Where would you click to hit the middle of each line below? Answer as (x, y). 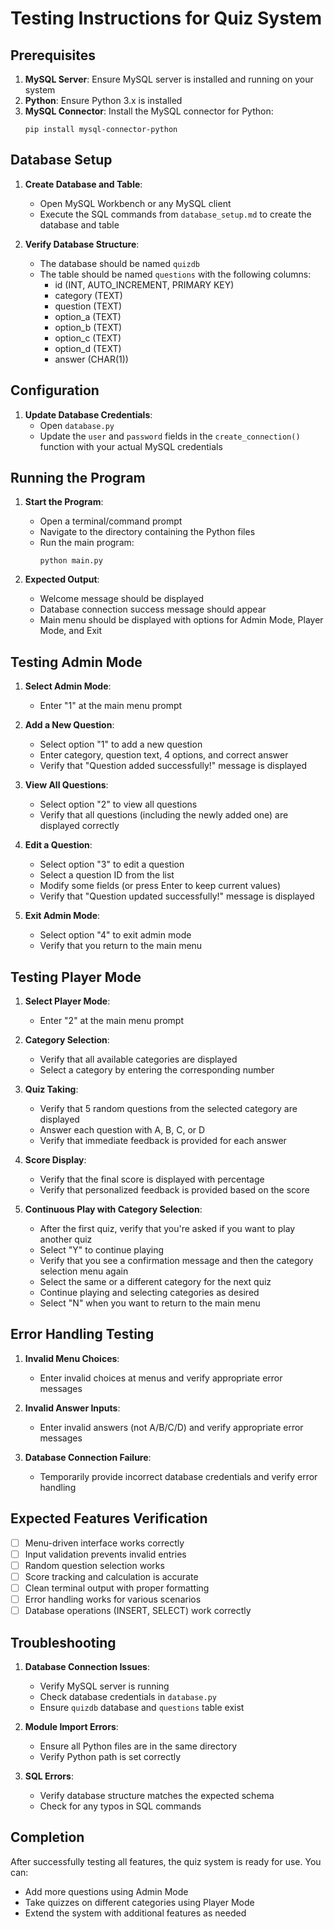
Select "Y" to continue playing (102, 1250)
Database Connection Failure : (88, 1457)
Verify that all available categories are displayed (138, 1059)
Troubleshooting (63, 1642)
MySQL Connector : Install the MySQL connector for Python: (149, 111)
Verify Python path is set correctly (110, 1756)
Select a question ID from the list (107, 875)
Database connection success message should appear (153, 609)
